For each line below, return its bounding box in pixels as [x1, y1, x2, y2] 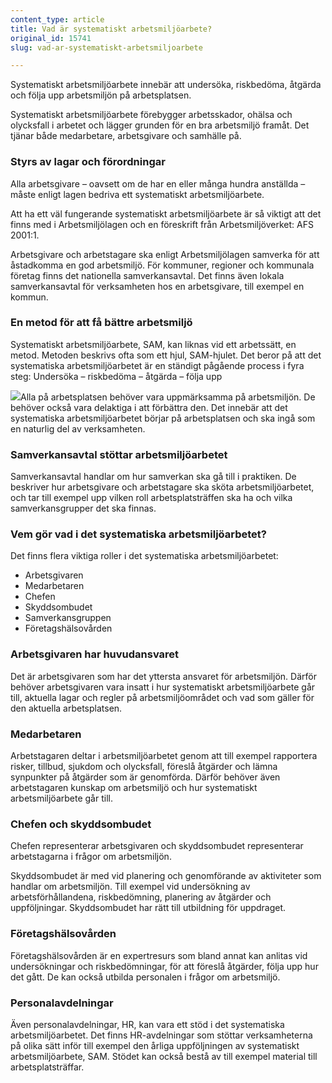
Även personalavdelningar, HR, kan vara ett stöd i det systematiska [10, 1018, 285, 1030]
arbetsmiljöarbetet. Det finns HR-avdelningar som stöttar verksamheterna [10, 1029, 313, 1041]
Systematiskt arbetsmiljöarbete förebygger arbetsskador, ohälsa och [10, 109, 293, 121]
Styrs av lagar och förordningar [10, 155, 166, 169]
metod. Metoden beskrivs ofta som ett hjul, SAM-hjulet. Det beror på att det [10, 349, 322, 361]
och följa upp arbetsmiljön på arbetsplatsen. [10, 89, 192, 101]
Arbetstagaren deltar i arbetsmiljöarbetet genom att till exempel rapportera [10, 750, 318, 762]
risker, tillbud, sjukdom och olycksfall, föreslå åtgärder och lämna [10, 761, 278, 773]
